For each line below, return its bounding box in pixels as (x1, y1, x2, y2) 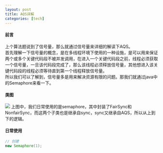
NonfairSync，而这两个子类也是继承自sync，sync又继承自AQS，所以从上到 (5, 110, 156, 116)
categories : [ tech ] (5, 16, 45, 21)
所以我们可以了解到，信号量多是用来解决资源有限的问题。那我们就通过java (5, 74, 154, 80)
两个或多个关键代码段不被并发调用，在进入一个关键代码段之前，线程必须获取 (5, 55, 158, 61)
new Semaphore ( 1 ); (5, 143, 42, 148)
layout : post (5, 7, 32, 12)
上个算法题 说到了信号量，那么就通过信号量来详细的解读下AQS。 (5, 43, 133, 49)
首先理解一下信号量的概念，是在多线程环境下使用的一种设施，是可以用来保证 (5, 50, 158, 55)
